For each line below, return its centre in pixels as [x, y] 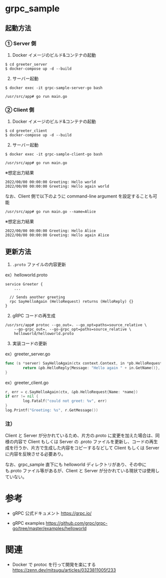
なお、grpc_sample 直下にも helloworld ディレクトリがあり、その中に [76, 464]
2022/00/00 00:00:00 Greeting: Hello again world [57, 186]
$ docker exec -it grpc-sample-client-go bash [54, 154]
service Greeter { [24, 284]
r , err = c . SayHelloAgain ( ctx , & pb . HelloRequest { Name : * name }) [72, 392]
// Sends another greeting [37, 297]
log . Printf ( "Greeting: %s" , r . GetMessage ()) [52, 411]
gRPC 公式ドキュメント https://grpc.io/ [52, 513]
